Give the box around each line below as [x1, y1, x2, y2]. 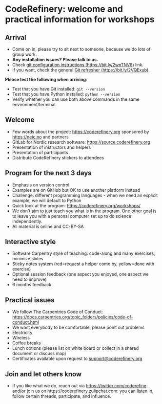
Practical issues [5, 296, 55, 304]
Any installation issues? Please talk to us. [12, 57, 99, 62]
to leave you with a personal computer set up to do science [12, 213, 132, 219]
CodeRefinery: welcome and [5, 3, 123, 15]
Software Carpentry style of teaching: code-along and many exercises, [12, 250, 155, 256]
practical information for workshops [5, 14, 155, 25]
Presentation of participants [12, 149, 68, 155]
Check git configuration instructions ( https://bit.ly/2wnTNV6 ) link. [12, 62, 144, 67]
